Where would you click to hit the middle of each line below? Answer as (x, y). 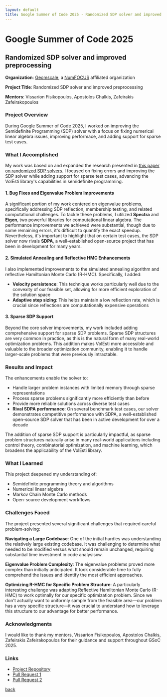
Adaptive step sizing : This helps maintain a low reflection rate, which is (86, 300)
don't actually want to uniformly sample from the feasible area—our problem (83, 600)
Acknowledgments (29, 624)
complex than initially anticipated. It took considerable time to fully (73, 569)
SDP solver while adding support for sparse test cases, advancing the (77, 176)
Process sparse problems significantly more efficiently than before (81, 398)
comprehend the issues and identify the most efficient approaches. (74, 575)
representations (29, 393)
